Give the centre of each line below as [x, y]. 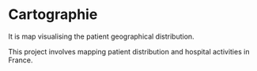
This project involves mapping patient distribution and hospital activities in [129, 51]
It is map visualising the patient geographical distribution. [102, 36]
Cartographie [53, 15]
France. [21, 60]
